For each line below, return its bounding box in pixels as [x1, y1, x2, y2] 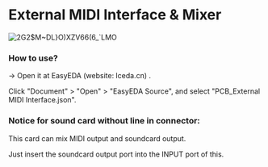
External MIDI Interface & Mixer [8, 6, 222, 24]
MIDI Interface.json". [8, 95, 77, 105]
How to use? [8, 52, 58, 64]
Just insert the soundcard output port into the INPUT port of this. [8, 149, 224, 159]
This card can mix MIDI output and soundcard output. [8, 133, 186, 143]
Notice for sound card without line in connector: [8, 115, 200, 127]
